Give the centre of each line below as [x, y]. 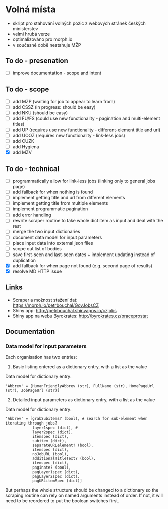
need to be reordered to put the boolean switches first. [62, 501]
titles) [18, 124]
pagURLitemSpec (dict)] [57, 481]
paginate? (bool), [51, 468]
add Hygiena [26, 147]
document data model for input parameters [57, 237]
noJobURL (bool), [50, 454]
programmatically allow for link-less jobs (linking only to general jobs [84, 181]
